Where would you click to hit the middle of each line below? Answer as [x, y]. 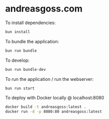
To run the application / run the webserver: [49, 79]
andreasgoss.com [44, 9]
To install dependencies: [31, 23]
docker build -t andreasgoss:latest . [46, 107]
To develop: [17, 60]
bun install [18, 32]
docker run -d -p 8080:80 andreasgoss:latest [53, 112]
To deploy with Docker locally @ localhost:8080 [55, 98]
